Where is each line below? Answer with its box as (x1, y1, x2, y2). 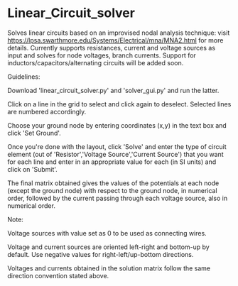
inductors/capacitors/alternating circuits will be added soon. (7, 58, 184, 67)
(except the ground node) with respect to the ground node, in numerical (7, 186, 218, 194)
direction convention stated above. (7, 271, 109, 280)
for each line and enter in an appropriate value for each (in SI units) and (7, 158, 217, 166)
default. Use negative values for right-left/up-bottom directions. (7, 250, 194, 258)
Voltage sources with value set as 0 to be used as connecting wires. (7, 229, 207, 237)
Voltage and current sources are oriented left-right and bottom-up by (7, 243, 210, 251)
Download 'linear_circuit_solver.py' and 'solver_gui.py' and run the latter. (7, 86, 220, 94)
